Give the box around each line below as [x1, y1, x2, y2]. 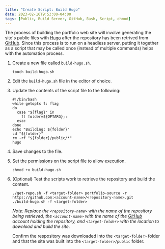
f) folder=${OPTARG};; [21, 114, 68, 119]
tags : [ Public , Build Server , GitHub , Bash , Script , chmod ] [5, 16, 131, 21]
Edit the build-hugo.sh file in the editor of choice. [12, 78, 112, 84]
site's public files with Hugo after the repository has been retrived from [5, 35, 149, 41]
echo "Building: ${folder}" [12, 127, 70, 132]
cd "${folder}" [12, 131, 44, 136]
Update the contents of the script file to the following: [12, 88, 121, 94]
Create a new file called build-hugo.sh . [12, 60, 91, 66]
